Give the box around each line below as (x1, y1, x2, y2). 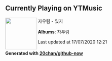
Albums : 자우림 (38, 29, 70, 35)
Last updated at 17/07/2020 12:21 (38, 39, 107, 45)
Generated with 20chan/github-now (5, 50, 84, 56)
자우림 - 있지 (38, 18, 63, 24)
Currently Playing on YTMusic (5, 4, 102, 13)
